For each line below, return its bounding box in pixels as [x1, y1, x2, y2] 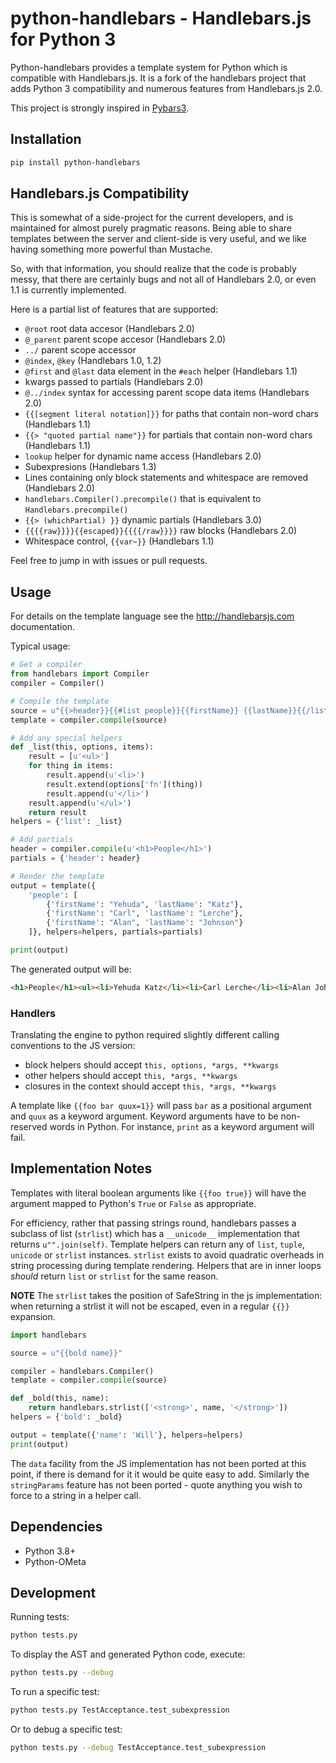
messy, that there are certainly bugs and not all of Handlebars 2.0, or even [10, 273, 317, 286]
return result [28, 807, 87, 817]
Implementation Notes [10, 1160, 153, 1177]
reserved [10, 1121, 48, 1133]
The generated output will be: [10, 963, 132, 975]
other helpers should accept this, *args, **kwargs [24, 1070, 238, 1082]
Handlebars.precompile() [24, 505, 129, 516]
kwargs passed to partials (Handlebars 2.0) [24, 376, 204, 388]
